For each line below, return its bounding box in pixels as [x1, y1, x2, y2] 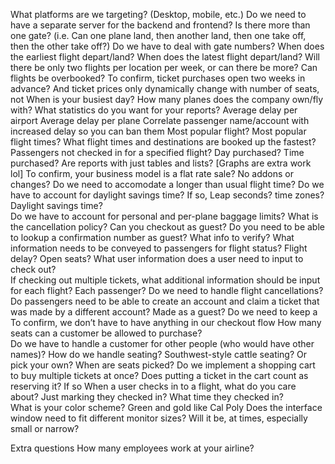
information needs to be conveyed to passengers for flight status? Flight [10, 242, 308, 254]
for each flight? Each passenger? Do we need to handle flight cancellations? [10, 285, 324, 296]
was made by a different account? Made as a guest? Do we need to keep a [10, 306, 318, 318]
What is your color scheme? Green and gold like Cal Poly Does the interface [10, 402, 323, 413]
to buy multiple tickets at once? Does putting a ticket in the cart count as [10, 370, 309, 381]
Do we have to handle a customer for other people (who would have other [10, 338, 315, 349]
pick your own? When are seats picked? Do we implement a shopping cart [10, 359, 316, 371]
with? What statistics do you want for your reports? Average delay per [10, 104, 298, 116]
